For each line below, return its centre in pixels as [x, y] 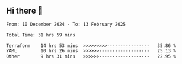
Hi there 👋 [25, 11]
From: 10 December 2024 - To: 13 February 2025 [66, 24]
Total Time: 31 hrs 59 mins [41, 35]
